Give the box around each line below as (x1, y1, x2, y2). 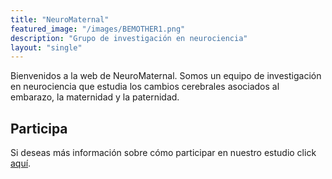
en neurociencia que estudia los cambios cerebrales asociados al (10, 81, 280, 93)
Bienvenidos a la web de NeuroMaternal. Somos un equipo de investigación (10, 70, 322, 82)
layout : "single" (10, 42, 83, 53)
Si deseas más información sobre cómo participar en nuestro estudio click (10, 147, 317, 159)
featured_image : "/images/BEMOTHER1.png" (10, 24, 186, 34)
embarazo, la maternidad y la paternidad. (10, 91, 180, 103)
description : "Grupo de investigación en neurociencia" (10, 33, 248, 43)
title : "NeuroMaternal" (10, 14, 110, 25)
